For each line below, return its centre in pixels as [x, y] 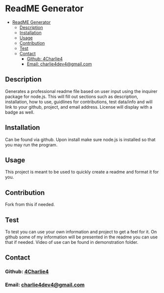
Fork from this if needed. [30, 205]
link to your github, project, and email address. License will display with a [79, 107]
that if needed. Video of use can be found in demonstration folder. [72, 242]
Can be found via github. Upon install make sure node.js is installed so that [80, 139]
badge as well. [20, 112]
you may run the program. [31, 145]
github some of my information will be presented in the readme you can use [82, 237]
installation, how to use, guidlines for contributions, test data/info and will [79, 102]
